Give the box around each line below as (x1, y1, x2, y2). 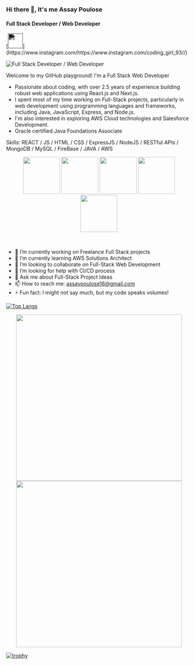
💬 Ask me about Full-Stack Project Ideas (14, 273, 113, 280)
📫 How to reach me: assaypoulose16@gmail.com (14, 280, 135, 288)
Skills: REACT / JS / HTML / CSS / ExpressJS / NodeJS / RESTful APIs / (6, 139, 179, 146)
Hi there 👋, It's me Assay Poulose (6, 5, 103, 14)
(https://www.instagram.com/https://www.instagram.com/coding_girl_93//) (6, 49, 188, 56)
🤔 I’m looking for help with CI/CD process (14, 267, 115, 275)
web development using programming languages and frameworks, (14, 102, 177, 109)
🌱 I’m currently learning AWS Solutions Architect (14, 254, 132, 262)
